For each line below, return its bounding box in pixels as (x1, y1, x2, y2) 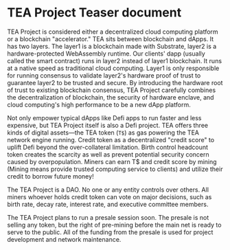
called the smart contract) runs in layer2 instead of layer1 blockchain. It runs (7, 56, 222, 65)
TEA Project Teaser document (7, 5, 182, 21)
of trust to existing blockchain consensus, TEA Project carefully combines (7, 86, 216, 94)
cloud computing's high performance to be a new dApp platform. (7, 100, 191, 109)
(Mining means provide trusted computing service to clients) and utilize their (7, 165, 223, 173)
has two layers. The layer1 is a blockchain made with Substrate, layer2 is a (7, 42, 217, 50)
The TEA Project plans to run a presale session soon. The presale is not (7, 213, 209, 221)
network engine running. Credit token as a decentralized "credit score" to (7, 135, 215, 144)
